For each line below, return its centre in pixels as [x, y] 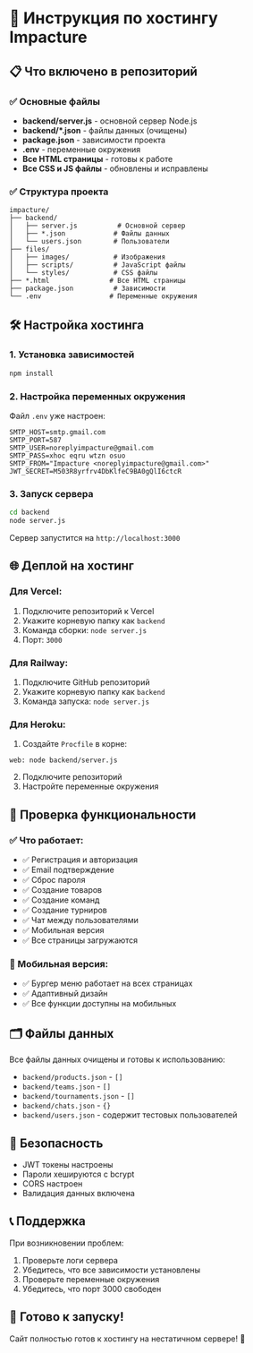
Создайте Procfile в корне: [75, 744]
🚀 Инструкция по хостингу [114, 18]
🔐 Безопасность [56, 1143]
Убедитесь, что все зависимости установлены [111, 1270]
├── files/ [30, 250]
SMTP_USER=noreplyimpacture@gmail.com [81, 448]
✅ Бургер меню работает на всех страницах [107, 983]
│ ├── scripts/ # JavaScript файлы [97, 265]
